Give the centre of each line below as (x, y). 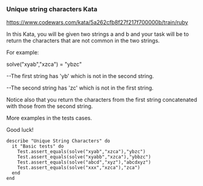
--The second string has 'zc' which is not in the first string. (80, 88)
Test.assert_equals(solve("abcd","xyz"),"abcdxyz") (84, 163)
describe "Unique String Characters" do (59, 141)
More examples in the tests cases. (49, 118)
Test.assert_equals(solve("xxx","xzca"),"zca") (79, 168)
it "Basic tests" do (38, 146)
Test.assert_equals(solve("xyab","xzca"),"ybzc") (82, 152)
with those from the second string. (50, 106)
